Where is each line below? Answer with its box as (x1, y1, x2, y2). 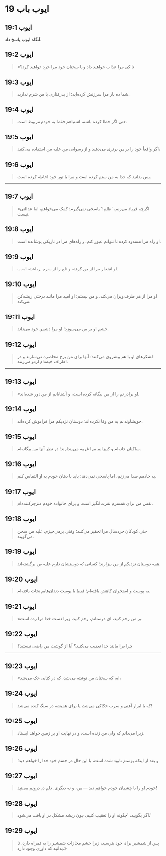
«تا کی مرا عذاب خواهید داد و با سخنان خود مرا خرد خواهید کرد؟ (17, 63, 134, 70)
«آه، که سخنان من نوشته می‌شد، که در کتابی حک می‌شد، (17, 675, 121, 681)
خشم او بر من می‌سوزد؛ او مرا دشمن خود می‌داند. (17, 326, 109, 332)
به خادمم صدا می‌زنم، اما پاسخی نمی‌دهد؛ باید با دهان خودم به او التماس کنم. (17, 473, 157, 479)
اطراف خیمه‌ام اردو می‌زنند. (17, 359, 68, 364)
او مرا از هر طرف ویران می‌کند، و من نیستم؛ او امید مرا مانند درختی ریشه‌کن (17, 293, 157, 299)
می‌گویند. (17, 533, 34, 539)
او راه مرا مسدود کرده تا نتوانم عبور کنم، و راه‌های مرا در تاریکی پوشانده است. (17, 238, 161, 244)
